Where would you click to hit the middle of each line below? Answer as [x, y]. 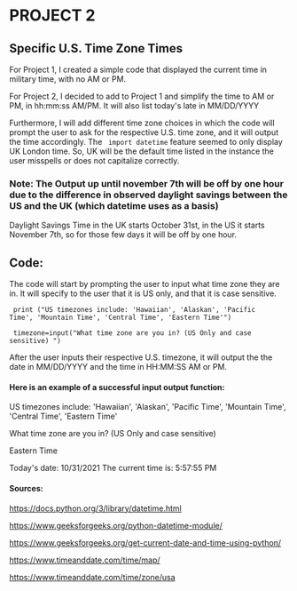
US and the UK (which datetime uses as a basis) [114, 205]
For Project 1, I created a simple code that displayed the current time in [138, 69]
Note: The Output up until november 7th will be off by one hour [146, 183]
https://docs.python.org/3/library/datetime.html [95, 508]
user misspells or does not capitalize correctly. [94, 160]
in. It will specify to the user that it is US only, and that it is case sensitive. [143, 293]
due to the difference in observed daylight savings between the [148, 195]
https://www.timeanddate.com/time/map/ [85, 560]
